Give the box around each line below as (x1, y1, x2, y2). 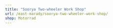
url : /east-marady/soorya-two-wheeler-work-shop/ (5, 11, 109, 16)
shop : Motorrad (5, 16, 36, 20)
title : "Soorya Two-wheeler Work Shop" (5, 7, 87, 12)
